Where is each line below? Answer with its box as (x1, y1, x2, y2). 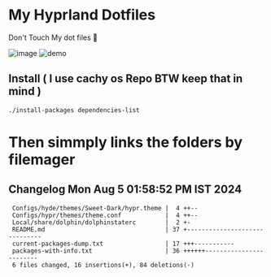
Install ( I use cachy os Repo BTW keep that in (8, 71, 243, 86)
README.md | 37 (11, 225, 181, 233)
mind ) (8, 84, 42, 98)
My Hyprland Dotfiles (8, 6, 156, 24)
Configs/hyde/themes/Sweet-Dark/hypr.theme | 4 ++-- (11, 204, 199, 212)
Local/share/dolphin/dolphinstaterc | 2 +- (11, 218, 191, 227)
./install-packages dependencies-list (8, 106, 140, 115)
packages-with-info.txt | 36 (11, 246, 181, 255)
